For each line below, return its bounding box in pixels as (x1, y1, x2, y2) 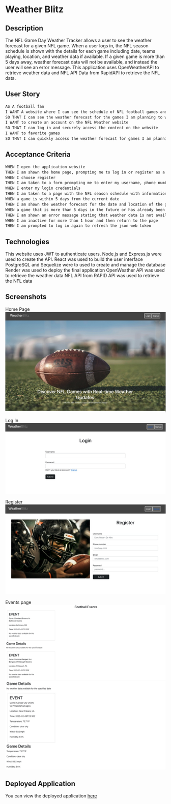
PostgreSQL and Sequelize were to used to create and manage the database (5, 262, 166, 268)
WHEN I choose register (5, 175, 56, 180)
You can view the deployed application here (5, 793, 97, 799)
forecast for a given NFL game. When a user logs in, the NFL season (5, 43, 149, 49)
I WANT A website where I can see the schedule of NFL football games (5, 109, 158, 114)
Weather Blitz (5, 4, 64, 15)
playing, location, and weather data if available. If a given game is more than (5, 53, 165, 59)
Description (5, 24, 43, 33)
